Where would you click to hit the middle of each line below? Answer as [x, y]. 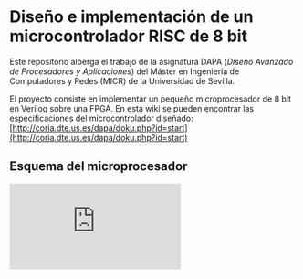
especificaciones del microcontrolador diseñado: [101, 118]
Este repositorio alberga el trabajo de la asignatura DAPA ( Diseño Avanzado [151, 61]
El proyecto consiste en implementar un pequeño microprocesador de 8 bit [151, 99]
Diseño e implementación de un [131, 17]
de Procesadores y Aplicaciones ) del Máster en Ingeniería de [125, 71]
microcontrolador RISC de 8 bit [129, 36]
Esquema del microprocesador [99, 166]
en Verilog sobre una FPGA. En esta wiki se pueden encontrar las [131, 108]
